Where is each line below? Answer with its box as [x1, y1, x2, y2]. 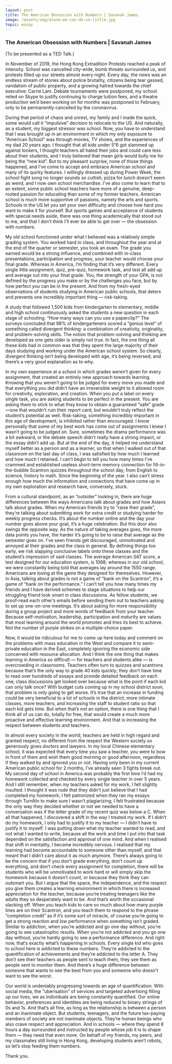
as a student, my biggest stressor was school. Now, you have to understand [5, 125, 165, 131]
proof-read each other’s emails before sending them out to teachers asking [5, 597, 164, 603]
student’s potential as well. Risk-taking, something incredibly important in [5, 412, 160, 418]
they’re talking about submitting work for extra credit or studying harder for [5, 510, 164, 516]
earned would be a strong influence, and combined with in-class [5, 250, 142, 256]
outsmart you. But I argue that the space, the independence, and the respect [5, 880, 167, 886]
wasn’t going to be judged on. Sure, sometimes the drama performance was [5, 428, 166, 435]
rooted [5, 191, 19, 197]
